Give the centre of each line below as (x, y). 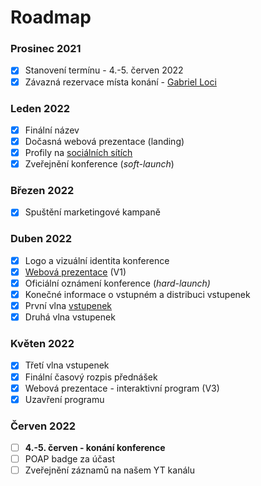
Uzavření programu (64, 399)
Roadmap (51, 17)
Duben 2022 (41, 239)
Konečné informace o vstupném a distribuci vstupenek (137, 294)
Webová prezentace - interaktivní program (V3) (122, 388)
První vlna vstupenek (68, 306)
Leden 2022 (40, 108)
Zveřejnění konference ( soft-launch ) (99, 164)
